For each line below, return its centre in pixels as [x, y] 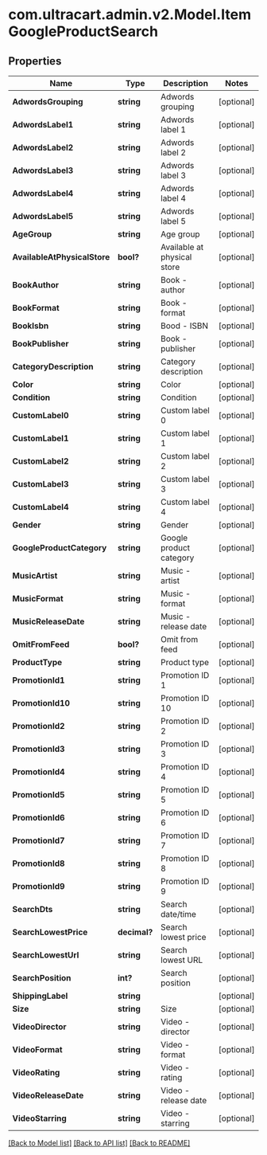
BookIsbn [31, 326]
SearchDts [33, 909]
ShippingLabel [40, 996]
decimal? [135, 932]
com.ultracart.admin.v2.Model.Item [130, 15]
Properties [35, 61]
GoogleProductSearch [83, 31]
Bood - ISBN [184, 326]
